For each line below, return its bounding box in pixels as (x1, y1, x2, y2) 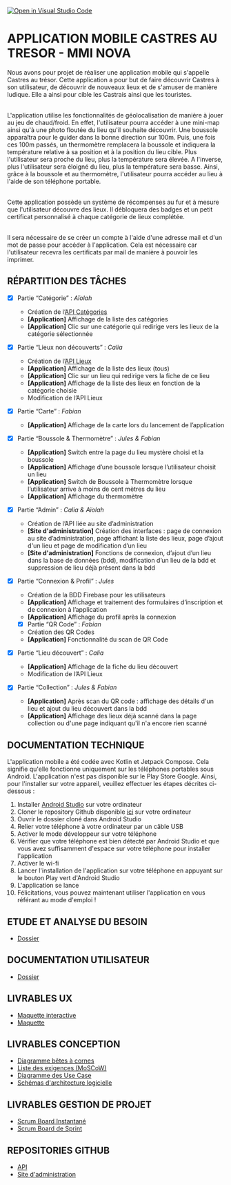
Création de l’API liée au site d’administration (27, 519, 154, 528)
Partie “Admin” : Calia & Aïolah (17, 505, 105, 514)
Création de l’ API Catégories (27, 308, 108, 316)
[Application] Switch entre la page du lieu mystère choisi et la (27, 448, 204, 456)
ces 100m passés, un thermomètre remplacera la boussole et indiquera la (7, 140, 216, 149)
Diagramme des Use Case (17, 1072, 92, 1080)
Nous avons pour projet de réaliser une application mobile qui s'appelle (7, 68, 210, 76)
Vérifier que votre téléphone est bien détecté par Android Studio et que (17, 837, 219, 846)
